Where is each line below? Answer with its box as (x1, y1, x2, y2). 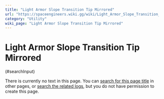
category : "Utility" (5, 16, 47, 21)
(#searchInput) (5, 69, 35, 74)
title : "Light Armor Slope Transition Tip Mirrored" (5, 7, 115, 12)
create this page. (5, 89, 39, 95)
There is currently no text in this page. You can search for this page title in (5, 78, 154, 84)
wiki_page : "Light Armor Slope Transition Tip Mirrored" (5, 21, 123, 26)
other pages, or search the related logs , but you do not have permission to (5, 83, 155, 89)
